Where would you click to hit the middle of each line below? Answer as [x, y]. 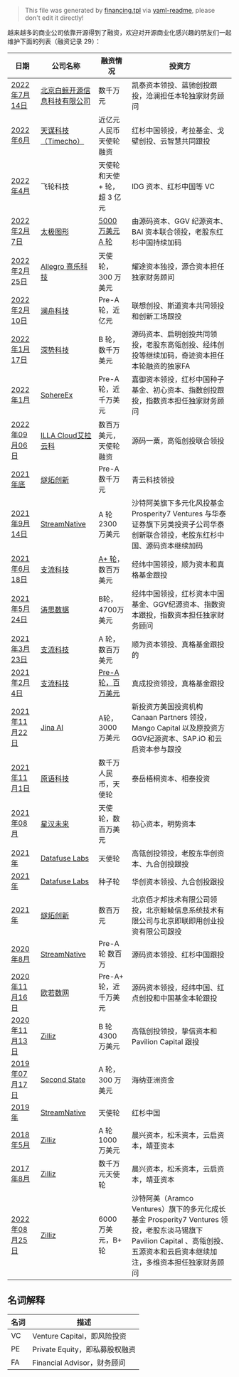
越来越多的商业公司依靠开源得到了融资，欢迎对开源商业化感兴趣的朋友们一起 [119, 32]
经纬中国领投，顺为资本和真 [178, 564]
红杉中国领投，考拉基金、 [174, 131]
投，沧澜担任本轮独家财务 [174, 96]
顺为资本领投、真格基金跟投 [178, 644]
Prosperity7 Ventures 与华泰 [179, 514]
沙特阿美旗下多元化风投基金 [178, 503]
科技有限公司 [69, 101]
